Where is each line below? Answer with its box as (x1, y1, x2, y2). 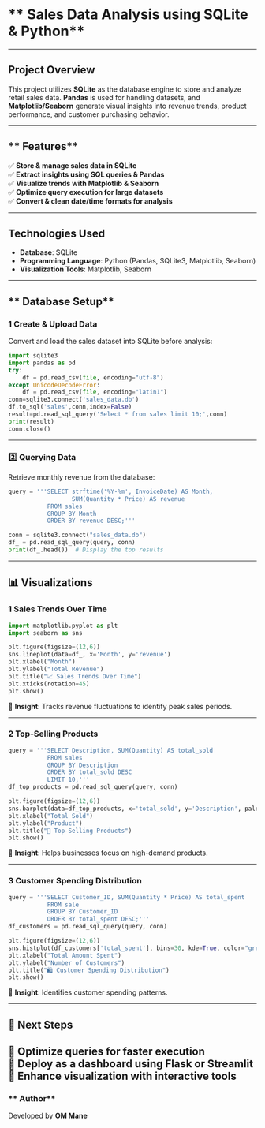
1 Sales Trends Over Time (8, 603, 108, 614)
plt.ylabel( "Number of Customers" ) (8, 958, 125, 967)
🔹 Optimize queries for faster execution (8, 1045, 205, 1059)
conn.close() (8, 424, 51, 433)
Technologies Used (8, 226, 105, 240)
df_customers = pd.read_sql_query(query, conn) (8, 923, 168, 931)
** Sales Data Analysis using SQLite (8, 6, 248, 24)
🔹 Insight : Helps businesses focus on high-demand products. (8, 848, 208, 857)
